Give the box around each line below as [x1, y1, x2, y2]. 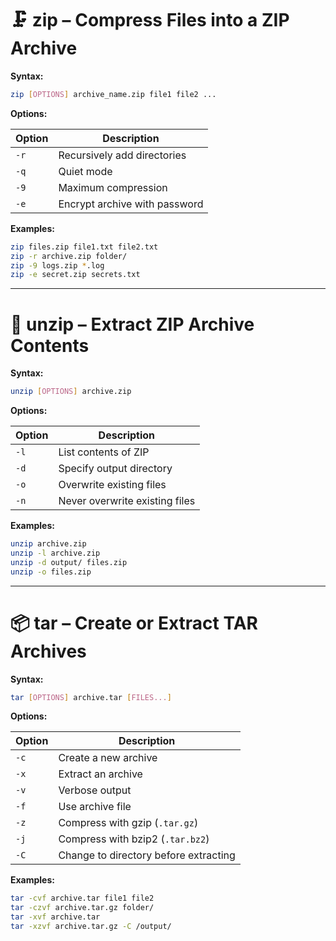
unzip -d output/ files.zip [10, 557, 128, 567]
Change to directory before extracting [58, 848, 236, 862]
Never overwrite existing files [58, 494, 196, 508]
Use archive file [58, 800, 132, 814]
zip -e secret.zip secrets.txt [10, 270, 141, 280]
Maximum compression [58, 180, 168, 194]
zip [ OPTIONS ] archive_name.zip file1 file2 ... [10, 89, 217, 99]
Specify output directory [58, 462, 173, 476]
